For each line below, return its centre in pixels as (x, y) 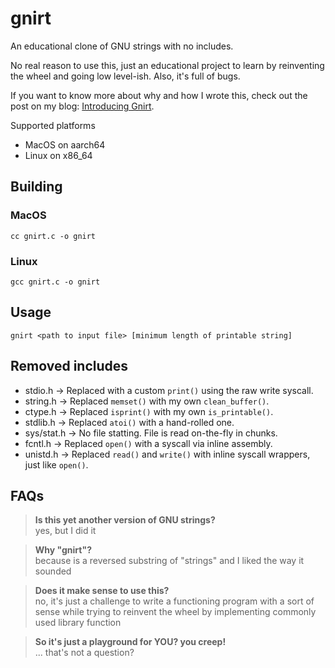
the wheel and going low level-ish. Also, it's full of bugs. (125, 76)
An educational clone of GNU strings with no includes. (122, 46)
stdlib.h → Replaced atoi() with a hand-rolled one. (129, 422)
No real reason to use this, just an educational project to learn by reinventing (167, 65)
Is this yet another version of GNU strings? (125, 520)
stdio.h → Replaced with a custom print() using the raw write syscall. (169, 390)
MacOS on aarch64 (65, 144)
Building (36, 187)
